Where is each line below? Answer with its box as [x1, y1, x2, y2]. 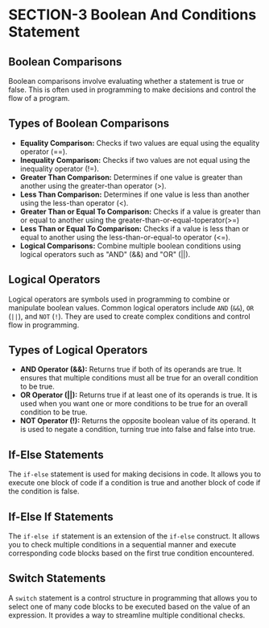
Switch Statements [8, 572, 106, 585]
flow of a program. [8, 94, 70, 102]
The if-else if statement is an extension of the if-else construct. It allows [8, 531, 260, 541]
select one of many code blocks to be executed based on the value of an [8, 601, 250, 611]
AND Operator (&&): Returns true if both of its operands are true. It [19, 364, 242, 374]
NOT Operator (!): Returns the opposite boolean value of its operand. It [19, 416, 256, 426]
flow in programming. [8, 320, 80, 330]
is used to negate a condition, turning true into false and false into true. [19, 425, 256, 435]
